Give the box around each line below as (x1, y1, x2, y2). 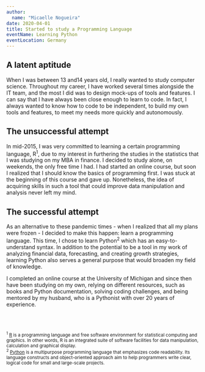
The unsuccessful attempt (6, 126, 109, 137)
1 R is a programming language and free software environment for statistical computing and (6, 330, 198, 338)
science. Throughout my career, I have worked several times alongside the (6, 82, 194, 90)
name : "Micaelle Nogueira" (12, 15, 81, 21)
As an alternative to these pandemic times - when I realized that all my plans (6, 223, 198, 230)
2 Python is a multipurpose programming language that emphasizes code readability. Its (6, 348, 190, 355)
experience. (6, 301, 37, 308)
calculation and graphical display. (6, 343, 76, 349)
